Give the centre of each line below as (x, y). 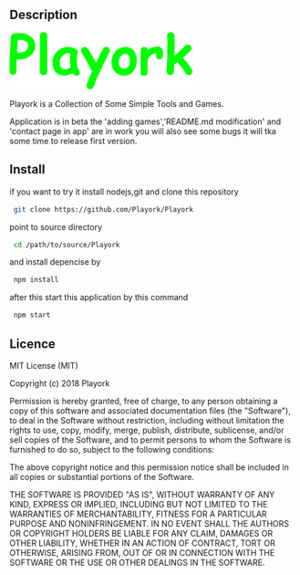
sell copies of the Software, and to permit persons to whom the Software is (150, 439)
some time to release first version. (73, 141)
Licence (33, 344)
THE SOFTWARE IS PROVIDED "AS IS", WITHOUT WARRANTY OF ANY (142, 494)
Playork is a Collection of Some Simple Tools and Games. (117, 103)
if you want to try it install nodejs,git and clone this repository (124, 192)
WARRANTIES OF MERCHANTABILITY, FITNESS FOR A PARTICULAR (138, 514)
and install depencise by (55, 262)
